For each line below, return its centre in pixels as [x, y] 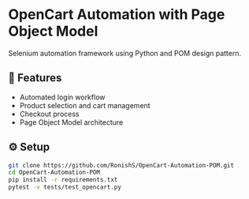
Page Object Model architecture [71, 122]
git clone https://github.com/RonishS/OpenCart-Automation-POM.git [121, 165]
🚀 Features [35, 78]
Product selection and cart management [85, 105]
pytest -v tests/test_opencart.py [65, 187]
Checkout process [49, 114]
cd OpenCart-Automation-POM [54, 173]
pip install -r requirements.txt [63, 180]
